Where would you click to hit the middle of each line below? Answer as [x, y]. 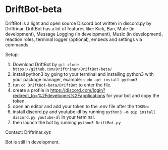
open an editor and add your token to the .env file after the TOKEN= [81, 106]
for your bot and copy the [133, 95]
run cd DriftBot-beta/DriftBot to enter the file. [62, 85]
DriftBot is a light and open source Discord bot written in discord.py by [78, 23]
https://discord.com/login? [78, 90]
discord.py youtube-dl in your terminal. [54, 117]
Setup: [12, 55]
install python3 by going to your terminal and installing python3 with [83, 74]
